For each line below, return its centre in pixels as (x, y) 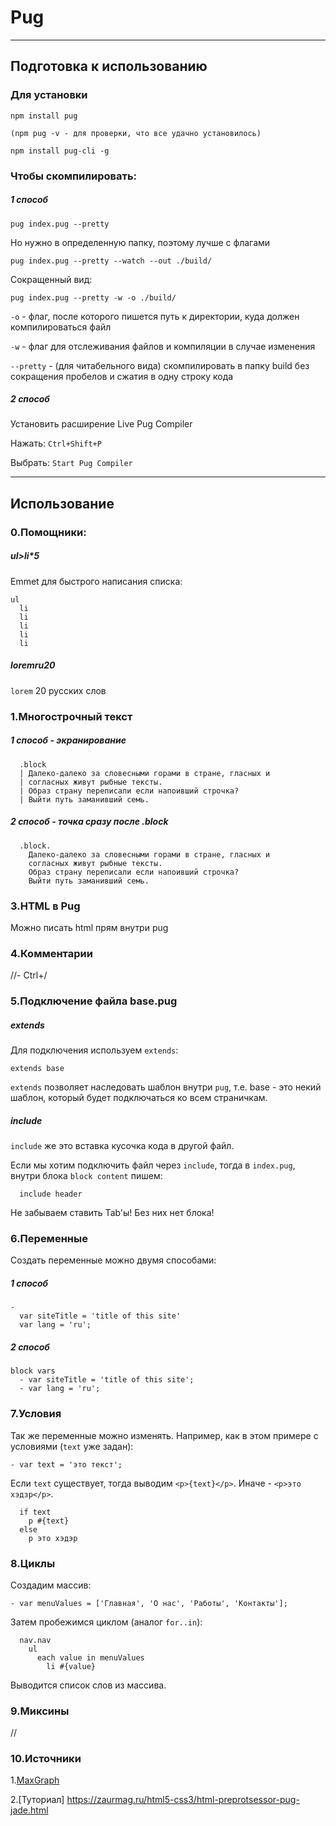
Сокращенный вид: (51, 279)
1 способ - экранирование (68, 740)
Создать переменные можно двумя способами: (113, 1260)
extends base (37, 1069)
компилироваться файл (61, 327)
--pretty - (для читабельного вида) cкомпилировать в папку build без (160, 365)
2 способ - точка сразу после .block (89, 822)
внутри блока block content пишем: (86, 1176)
